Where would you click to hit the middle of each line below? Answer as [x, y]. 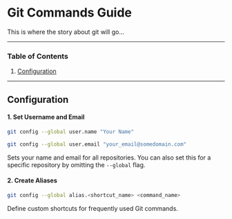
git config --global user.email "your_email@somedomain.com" [97, 144]
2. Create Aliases [32, 180]
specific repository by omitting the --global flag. [76, 164]
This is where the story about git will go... [66, 32]
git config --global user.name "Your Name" [71, 132]
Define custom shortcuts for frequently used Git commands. [93, 208]
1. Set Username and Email [46, 117]
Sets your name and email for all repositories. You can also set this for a [109, 158]
